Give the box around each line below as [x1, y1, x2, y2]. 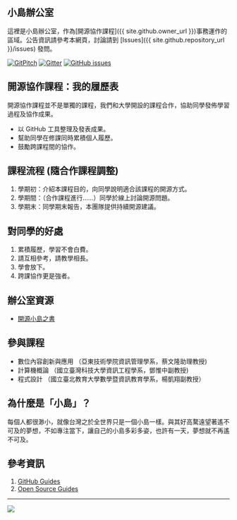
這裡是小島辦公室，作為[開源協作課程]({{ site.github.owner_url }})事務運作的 [7, 27, 228, 35]
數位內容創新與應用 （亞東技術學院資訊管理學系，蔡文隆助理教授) [17, 357, 207, 365]
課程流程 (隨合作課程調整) [7, 165, 119, 177]
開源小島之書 [17, 315, 55, 323]
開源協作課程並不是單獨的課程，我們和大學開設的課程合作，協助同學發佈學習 [7, 101, 230, 109]
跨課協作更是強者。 [17, 272, 74, 280]
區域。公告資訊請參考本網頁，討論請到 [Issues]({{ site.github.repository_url [7, 35, 225, 44]
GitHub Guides [17, 477, 61, 485]
